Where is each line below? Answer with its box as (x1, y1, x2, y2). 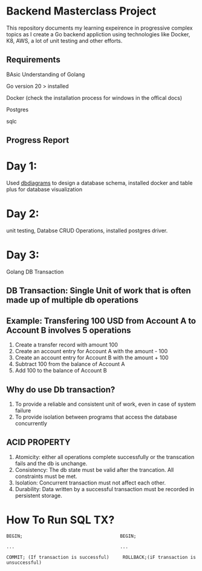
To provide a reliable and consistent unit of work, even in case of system (15, 400, 196, 408)
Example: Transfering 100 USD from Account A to (6, 316, 197, 326)
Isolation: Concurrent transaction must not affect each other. (15, 479, 166, 486)
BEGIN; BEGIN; (6, 533, 137, 539)
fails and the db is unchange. (15, 460, 88, 467)
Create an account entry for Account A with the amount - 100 (15, 348, 168, 355)
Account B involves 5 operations (6, 325, 131, 335)
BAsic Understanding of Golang (6, 71, 85, 78)
